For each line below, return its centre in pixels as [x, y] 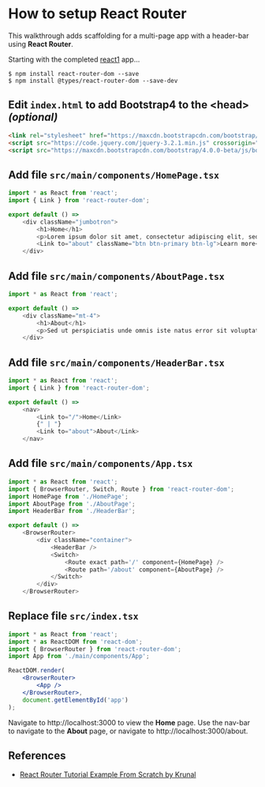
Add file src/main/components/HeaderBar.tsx [116, 362]
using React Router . [41, 43]
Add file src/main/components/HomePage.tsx [114, 175]
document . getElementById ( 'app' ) [75, 700]
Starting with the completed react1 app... [74, 59]
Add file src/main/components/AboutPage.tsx [116, 276]
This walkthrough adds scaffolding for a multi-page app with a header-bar [129, 36]
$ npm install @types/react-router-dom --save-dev [93, 81]
